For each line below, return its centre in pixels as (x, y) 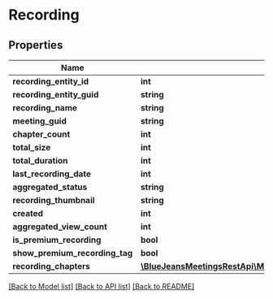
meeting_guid (40, 121)
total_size (32, 147)
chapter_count (41, 134)
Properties (36, 45)
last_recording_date (52, 174)
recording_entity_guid (56, 95)
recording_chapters (52, 266)
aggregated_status (50, 187)
